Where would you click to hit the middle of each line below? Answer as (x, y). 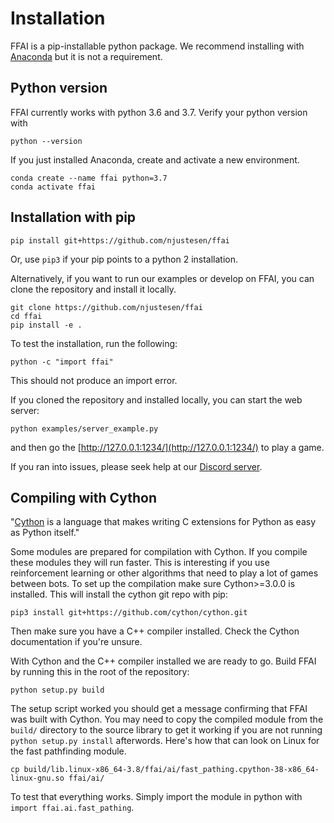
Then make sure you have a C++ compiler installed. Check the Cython (155, 631)
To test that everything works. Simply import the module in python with (156, 797)
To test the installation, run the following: (94, 343)
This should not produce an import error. (94, 380)
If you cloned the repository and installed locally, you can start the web (156, 399)
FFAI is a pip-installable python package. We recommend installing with (157, 46)
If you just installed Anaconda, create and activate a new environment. (155, 159)
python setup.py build (57, 690)
